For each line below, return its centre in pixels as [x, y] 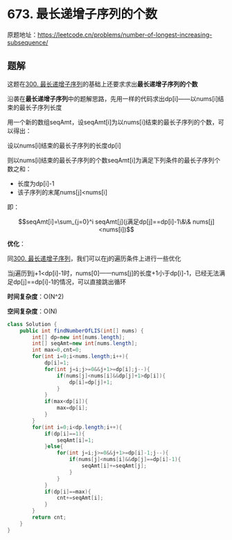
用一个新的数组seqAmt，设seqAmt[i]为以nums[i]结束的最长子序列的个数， [113, 122]
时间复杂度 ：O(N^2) [36, 296]
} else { [54, 447]
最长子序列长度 [41, 107]
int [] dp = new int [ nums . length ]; [79, 337]
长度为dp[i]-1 [36, 183]
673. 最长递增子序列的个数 [82, 14]
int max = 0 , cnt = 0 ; [57, 350]
